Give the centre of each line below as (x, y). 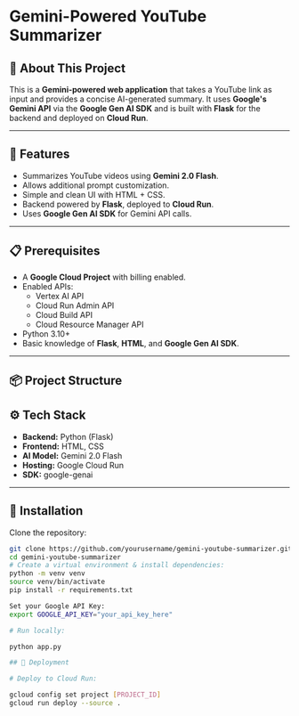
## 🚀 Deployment (39, 663)
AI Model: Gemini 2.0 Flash (72, 455)
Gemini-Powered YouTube (108, 16)
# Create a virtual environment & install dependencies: (117, 565)
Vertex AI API (60, 296)
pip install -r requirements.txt (71, 590)
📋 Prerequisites (55, 251)
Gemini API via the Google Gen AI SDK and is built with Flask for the (135, 108)
